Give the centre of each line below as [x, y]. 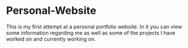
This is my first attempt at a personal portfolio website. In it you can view [94, 27]
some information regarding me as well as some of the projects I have [91, 32]
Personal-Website [51, 11]
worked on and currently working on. [51, 39]
